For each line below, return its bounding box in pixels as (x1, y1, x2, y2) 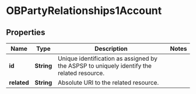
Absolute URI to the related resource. (57, 79, 159, 86)
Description (94, 45, 128, 53)
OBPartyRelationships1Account (6, 4, 162, 18)
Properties (6, 27, 45, 37)
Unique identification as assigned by (57, 54, 157, 62)
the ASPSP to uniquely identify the (57, 62, 152, 69)
